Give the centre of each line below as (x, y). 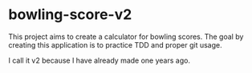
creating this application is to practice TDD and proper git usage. (115, 44)
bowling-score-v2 (70, 15)
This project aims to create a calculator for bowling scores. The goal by (126, 36)
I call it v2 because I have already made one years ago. (100, 60)
